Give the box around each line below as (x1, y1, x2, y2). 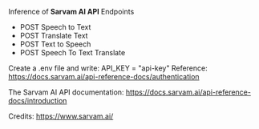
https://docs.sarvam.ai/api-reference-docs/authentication (8, 72, 200, 81)
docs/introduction (8, 96, 67, 105)
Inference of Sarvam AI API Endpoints (8, 7, 135, 16)
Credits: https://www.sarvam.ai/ (8, 111, 114, 121)
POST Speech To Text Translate (19, 48, 126, 57)
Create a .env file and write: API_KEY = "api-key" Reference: (8, 63, 208, 73)
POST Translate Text (19, 31, 88, 40)
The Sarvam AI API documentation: (8, 87, 124, 97)
